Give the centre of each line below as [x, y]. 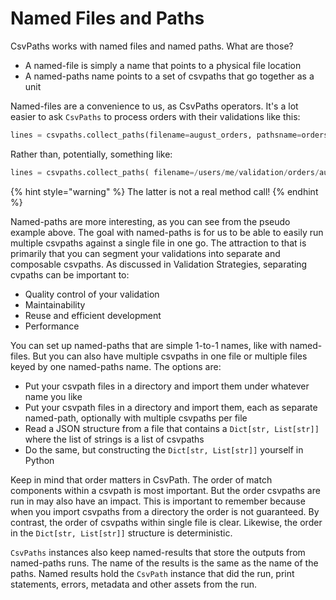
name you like [53, 396]
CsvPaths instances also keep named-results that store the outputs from [158, 552]
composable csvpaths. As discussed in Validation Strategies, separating [159, 264]
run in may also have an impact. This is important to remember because [158, 501]
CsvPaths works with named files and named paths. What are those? [152, 46]
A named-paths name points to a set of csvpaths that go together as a [169, 76]
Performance [52, 326]
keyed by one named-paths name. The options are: [116, 366]
